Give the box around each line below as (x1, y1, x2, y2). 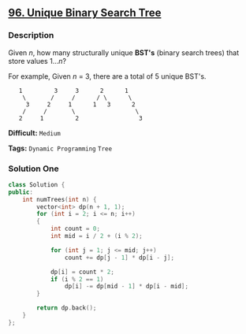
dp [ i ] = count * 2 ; (50, 268, 114, 276)
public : (8, 188, 34, 196)
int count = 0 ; (50, 225, 101, 233)
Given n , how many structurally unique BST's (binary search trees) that (8, 47, 240, 58)
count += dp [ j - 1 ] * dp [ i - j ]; (64, 254, 175, 262)
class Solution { (8, 180, 65, 188)
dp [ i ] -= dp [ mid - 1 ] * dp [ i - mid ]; (64, 283, 189, 291)
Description (8, 30, 54, 41)
